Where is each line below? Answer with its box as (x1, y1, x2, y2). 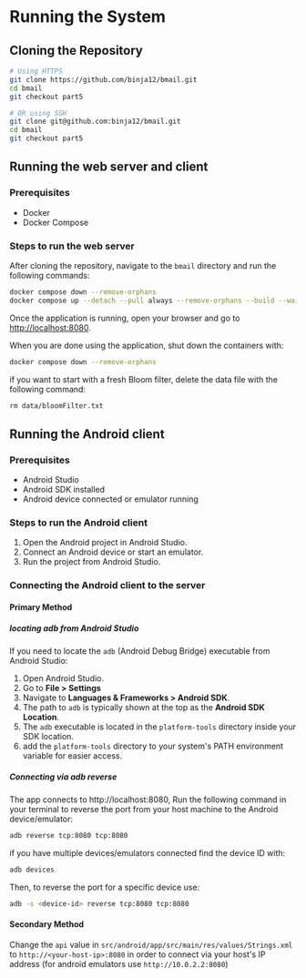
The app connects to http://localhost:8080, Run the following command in (9, 794, 287, 805)
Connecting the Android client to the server (9, 579, 206, 592)
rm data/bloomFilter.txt (9, 401, 104, 411)
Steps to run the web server (9, 239, 135, 252)
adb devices (9, 865, 55, 874)
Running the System (9, 6, 167, 27)
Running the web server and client (9, 159, 209, 175)
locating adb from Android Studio (9, 622, 139, 634)
